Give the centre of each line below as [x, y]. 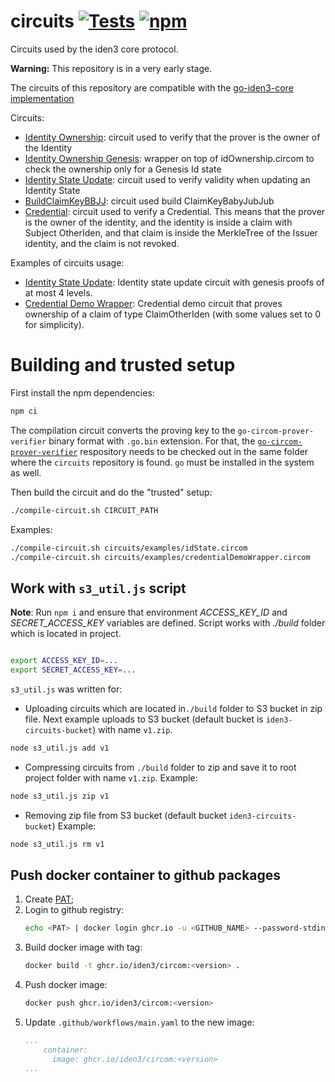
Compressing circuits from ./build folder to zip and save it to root [160, 767]
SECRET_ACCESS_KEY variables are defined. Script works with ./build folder [168, 623]
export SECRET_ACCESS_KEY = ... [73, 670]
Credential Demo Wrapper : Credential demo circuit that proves [153, 303]
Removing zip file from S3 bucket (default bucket [126, 815]
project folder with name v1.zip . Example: [111, 777]
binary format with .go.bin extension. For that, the [152, 441]
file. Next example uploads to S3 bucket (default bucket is [144, 719]
